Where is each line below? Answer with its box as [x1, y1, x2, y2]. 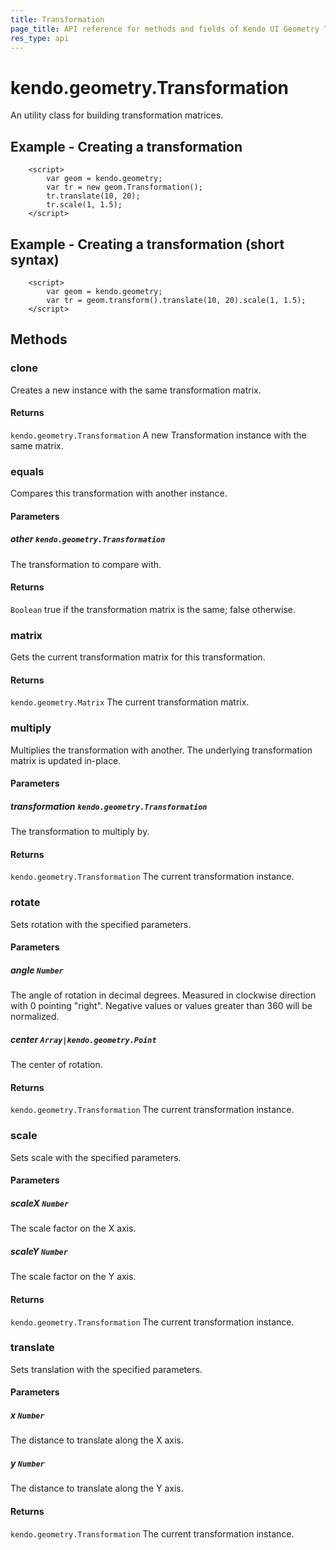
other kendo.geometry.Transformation [10, 533, 166, 545]
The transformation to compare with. [10, 558, 162, 570]
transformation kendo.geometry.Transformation [10, 800, 208, 812]
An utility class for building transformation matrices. [10, 109, 224, 121]
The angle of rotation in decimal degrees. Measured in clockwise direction [10, 989, 317, 1001]
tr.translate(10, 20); [46, 191, 141, 201]
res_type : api [10, 33, 70, 43]
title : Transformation [10, 14, 105, 25]
